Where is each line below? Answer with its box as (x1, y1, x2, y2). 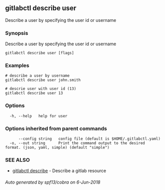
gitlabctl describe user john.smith (5, 78, 81, 83)
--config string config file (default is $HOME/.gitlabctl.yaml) (18, 136, 161, 141)
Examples (5, 62, 30, 69)
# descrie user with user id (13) (5, 87, 77, 92)
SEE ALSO (5, 156, 30, 163)
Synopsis (5, 29, 28, 36)
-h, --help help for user (9, 113, 68, 118)
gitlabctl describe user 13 (5, 91, 63, 96)
